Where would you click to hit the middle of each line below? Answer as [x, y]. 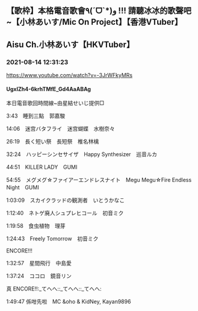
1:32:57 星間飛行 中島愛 [39, 263]
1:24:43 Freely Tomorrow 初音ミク [52, 239]
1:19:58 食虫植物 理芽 [36, 226]
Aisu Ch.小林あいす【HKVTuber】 [70, 44]
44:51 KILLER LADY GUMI [42, 167]
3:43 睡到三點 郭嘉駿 [36, 116]
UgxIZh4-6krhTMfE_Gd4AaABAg [49, 89]
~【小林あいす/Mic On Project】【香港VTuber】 [94, 22]
